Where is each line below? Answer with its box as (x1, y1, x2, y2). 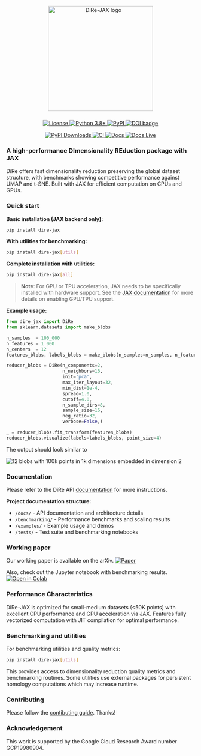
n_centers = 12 (6, 346, 47, 352)
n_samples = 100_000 (6, 335, 60, 341)
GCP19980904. (6, 744, 44, 751)
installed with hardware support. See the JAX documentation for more (20, 289, 194, 297)
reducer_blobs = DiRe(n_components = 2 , (6, 363, 103, 369)
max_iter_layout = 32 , (62, 380, 114, 386)
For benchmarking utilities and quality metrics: (6, 646, 121, 653)
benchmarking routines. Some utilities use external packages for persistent (6, 674, 191, 681)
